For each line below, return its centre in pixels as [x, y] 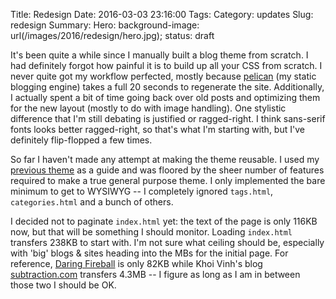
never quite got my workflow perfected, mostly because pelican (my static [163, 76]
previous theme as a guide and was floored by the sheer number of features [167, 170]
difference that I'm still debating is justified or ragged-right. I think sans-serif [168, 118]
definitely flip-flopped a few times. [81, 140]
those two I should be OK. [63, 285]
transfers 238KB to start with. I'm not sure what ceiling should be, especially [167, 242]
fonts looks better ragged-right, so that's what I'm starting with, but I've [157, 129]
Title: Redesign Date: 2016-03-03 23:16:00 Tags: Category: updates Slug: [162, 14]
